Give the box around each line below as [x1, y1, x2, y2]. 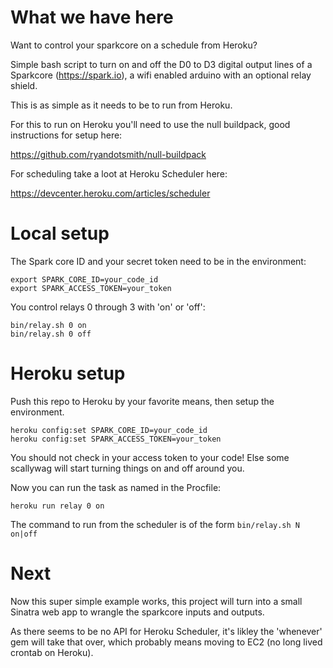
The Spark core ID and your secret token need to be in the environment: [10, 255, 307, 267]
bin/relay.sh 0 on [10, 320, 87, 330]
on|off [10, 529, 38, 539]
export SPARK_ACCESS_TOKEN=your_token [10, 283, 172, 293]
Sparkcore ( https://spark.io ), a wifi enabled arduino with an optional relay [10, 69, 312, 81]
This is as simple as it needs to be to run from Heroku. [10, 99, 233, 111]
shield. [10, 79, 38, 91]
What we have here [10, 6, 174, 29]
